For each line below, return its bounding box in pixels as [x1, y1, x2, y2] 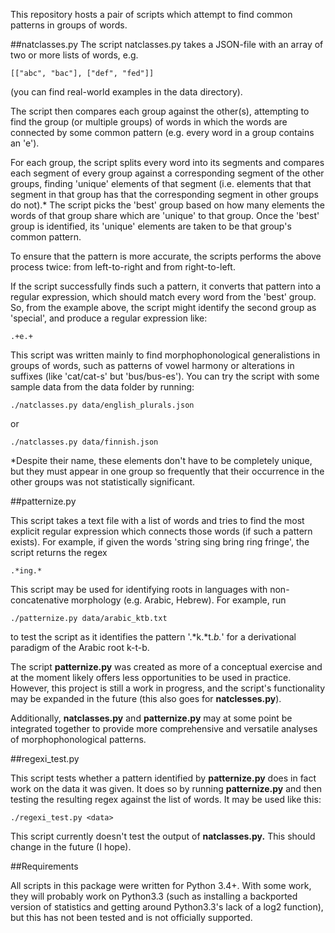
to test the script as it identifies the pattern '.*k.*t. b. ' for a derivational [10, 631, 297, 643]
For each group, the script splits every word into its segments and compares [10, 157, 325, 168]
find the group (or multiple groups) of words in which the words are [10, 116, 288, 128]
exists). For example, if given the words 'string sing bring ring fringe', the [10, 536, 310, 548]
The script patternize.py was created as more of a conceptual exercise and [10, 661, 323, 673]
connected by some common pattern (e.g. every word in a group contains [10, 127, 315, 138]
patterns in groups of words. [10, 19, 128, 31]
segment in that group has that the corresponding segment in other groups [10, 189, 319, 200]
